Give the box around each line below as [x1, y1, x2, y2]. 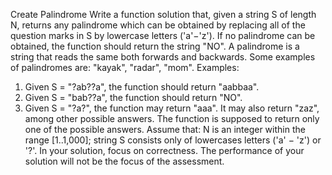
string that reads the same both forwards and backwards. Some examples [10, 51, 316, 63]
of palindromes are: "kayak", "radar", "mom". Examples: [10, 62, 240, 73]
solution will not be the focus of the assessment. [24, 155, 225, 167]
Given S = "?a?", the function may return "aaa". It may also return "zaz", [24, 102, 320, 114]
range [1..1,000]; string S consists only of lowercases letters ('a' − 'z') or [24, 134, 322, 146]
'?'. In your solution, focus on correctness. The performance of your [24, 145, 305, 156]
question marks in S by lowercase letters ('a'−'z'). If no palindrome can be [10, 30, 316, 41]
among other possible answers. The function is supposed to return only [24, 113, 320, 124]
